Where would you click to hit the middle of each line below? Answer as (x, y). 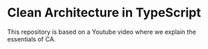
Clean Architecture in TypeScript (104, 13)
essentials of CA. (32, 39)
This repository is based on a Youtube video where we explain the (102, 32)
